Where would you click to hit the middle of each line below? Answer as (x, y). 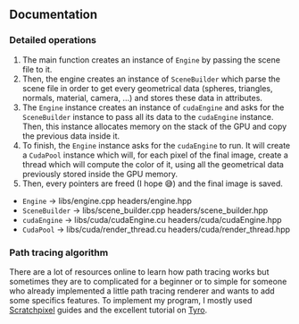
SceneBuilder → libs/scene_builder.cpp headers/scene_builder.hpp (145, 210)
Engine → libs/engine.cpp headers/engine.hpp (107, 200)
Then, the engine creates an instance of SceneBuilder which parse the (151, 79)
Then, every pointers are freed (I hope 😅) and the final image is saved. (153, 183)
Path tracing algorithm (59, 252)
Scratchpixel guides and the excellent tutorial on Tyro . (108, 310)
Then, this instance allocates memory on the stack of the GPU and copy (154, 126)
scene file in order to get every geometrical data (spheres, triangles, (148, 88)
